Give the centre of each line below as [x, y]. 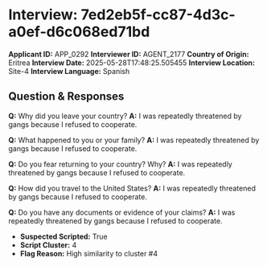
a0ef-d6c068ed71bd [79, 32]
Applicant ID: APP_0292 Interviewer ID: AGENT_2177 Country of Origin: [129, 54]
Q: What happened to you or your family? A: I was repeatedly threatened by [134, 140]
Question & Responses [66, 97]
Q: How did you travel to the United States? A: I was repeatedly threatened [132, 188]
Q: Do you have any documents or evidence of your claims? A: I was [122, 212]
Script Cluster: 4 [48, 245]
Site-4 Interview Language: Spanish [69, 71]
